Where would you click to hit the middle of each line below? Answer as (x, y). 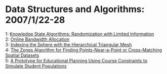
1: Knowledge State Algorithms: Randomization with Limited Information (80, 34)
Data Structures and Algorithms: (75, 9)
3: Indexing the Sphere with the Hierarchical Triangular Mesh (69, 44)
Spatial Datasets (22, 55)
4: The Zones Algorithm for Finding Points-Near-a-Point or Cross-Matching (84, 50)
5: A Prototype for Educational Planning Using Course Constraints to (76, 60)
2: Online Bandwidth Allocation (37, 39)
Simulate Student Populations (36, 66)
